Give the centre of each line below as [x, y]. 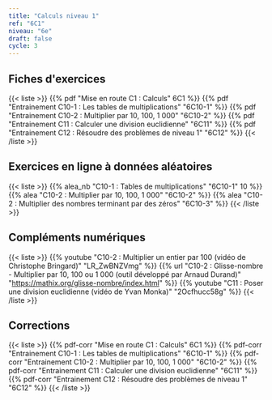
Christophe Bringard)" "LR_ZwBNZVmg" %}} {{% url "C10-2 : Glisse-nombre [136, 266]
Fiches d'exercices [57, 79]
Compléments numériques [77, 238]
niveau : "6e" [30, 31]
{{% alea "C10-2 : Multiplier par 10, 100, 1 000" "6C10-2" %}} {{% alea [125, 194]
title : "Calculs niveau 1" [54, 16]
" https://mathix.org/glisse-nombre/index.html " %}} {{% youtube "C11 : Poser [136, 283]
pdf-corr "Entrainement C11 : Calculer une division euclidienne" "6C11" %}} [133, 371]
